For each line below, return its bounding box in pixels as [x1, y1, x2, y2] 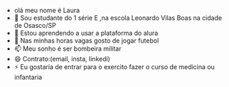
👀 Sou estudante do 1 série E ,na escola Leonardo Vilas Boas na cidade [14, 14, 223, 22]
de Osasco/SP [14, 21, 57, 29]
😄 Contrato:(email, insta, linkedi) [14, 55, 110, 63]
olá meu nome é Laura [14, 6, 80, 14]
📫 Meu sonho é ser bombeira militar [14, 44, 122, 53]
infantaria [14, 73, 43, 81]
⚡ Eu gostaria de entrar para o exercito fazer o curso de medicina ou [14, 63, 215, 71]
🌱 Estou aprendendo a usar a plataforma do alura [14, 29, 159, 37]
